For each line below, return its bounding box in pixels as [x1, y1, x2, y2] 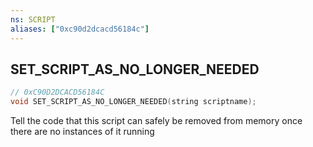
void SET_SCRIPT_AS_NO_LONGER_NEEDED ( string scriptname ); [10, 97, 257, 107]
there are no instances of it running [10, 126, 155, 138]
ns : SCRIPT [10, 14, 56, 25]
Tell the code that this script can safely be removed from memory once [10, 115, 303, 127]
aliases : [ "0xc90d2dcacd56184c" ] [10, 24, 150, 34]
